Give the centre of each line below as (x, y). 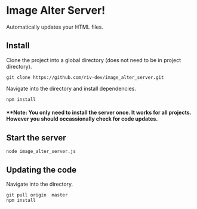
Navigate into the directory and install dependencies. (71, 88)
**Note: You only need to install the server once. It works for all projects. (99, 113)
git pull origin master (37, 195)
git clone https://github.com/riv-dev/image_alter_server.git (85, 77)
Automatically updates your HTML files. (55, 27)
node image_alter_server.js (41, 152)
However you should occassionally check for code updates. (82, 119)
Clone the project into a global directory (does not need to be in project (94, 60)
